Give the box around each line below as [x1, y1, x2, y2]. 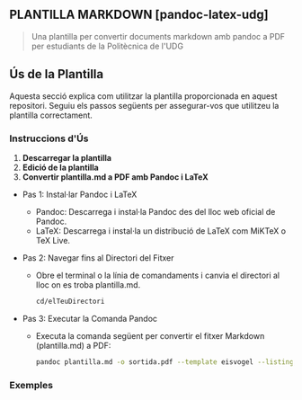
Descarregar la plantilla [22, 152, 112, 163]
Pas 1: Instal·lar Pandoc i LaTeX [22, 189, 138, 200]
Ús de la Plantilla [9, 67, 104, 82]
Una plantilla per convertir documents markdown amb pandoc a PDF [31, 31, 286, 41]
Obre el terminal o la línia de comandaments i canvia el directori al [35, 270, 280, 280]
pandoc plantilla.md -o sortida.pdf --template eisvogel [35, 357, 254, 367]
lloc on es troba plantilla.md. [35, 279, 141, 290]
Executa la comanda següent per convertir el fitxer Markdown [35, 330, 265, 341]
